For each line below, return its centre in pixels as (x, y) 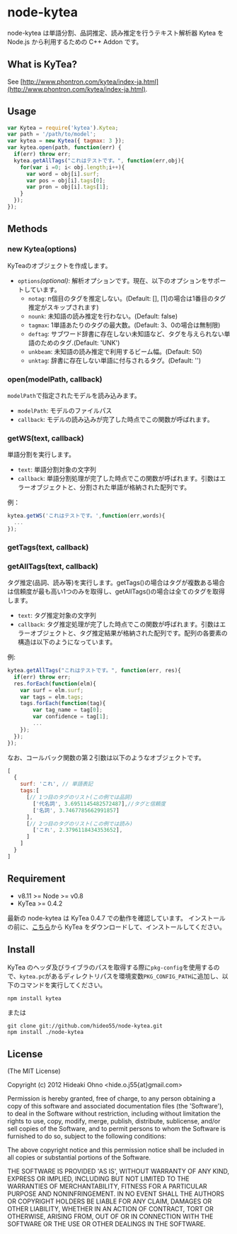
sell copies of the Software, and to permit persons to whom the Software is (117, 1129)
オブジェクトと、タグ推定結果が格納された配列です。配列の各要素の (129, 633)
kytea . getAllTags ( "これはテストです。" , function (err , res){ (94, 671)
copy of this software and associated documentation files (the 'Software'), (116, 1106)
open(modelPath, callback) (55, 379)
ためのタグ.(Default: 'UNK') (80, 343)
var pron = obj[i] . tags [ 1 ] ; (68, 187)
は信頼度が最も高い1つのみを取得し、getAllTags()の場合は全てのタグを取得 (116, 591)
